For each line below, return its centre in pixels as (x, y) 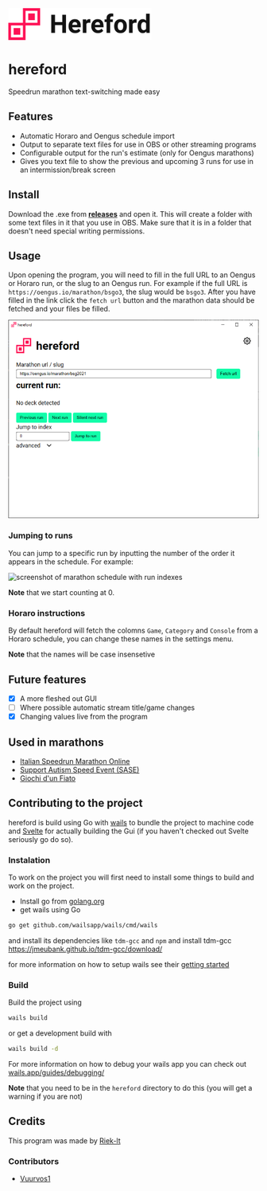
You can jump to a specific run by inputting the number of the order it (122, 553)
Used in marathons (56, 742)
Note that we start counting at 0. (62, 592)
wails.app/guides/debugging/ (56, 1072)
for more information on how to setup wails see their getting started (119, 964)
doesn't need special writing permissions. (77, 231)
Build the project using (45, 1002)
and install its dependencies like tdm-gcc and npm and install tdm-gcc (120, 940)
